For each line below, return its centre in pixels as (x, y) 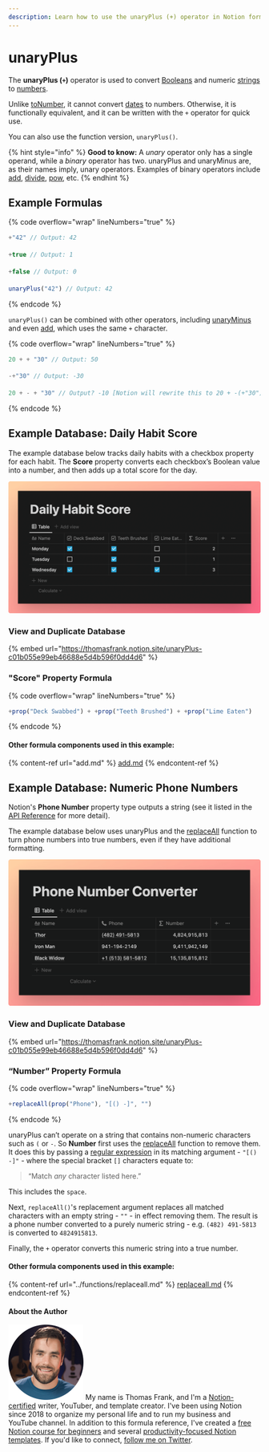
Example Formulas (55, 203)
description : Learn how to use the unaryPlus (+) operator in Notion (127, 17)
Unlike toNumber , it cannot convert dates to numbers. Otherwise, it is (122, 103)
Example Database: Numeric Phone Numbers (123, 788)
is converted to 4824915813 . (53, 1232)
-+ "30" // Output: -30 (46, 376)
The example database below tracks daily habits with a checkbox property (131, 452)
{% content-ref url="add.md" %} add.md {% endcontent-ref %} (113, 763)
